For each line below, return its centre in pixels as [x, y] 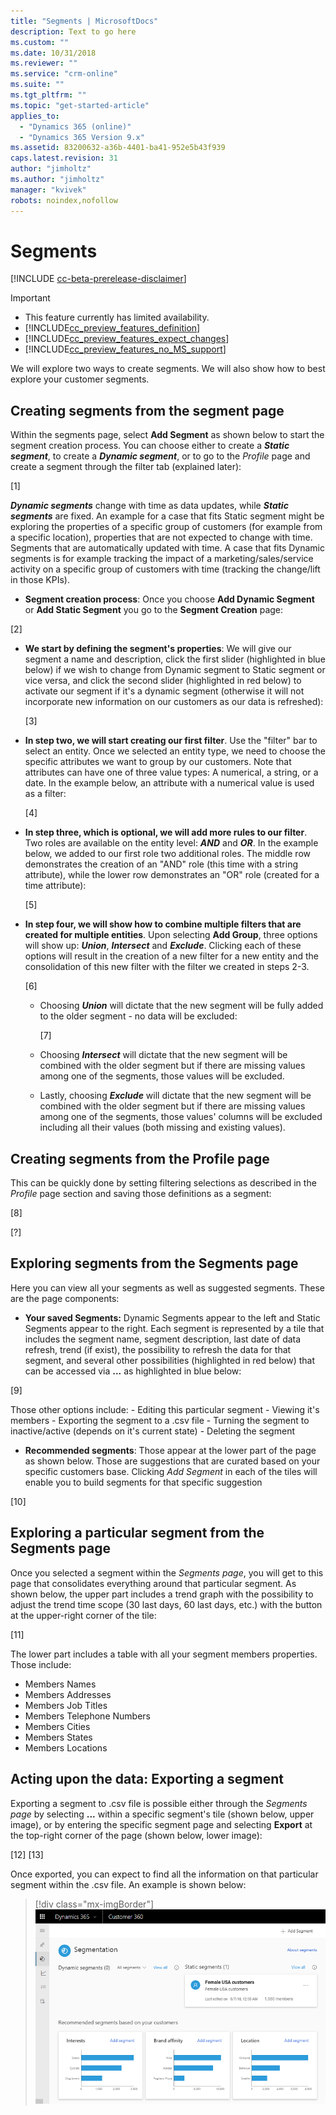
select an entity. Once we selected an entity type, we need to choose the [175, 751]
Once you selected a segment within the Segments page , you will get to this [167, 1572]
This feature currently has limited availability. [117, 317]
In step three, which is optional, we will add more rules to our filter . [166, 832]
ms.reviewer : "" [44, 63]
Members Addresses [68, 1694]
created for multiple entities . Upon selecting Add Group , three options [171, 935]
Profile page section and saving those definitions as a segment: [141, 1194]
